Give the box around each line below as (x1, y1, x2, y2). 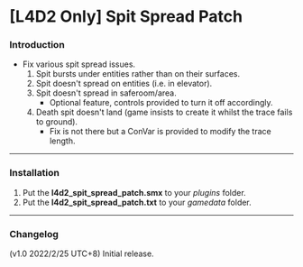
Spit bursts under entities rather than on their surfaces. (35, 69, 241, 79)
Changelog (9, 227, 59, 240)
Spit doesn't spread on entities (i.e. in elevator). (35, 78, 213, 89)
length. (49, 135, 76, 146)
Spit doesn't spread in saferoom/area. (35, 87, 178, 98)
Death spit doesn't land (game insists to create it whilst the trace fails (35, 106, 293, 118)
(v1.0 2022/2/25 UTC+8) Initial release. (9, 248, 155, 259)
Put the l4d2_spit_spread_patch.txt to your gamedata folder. (22, 197, 252, 207)
